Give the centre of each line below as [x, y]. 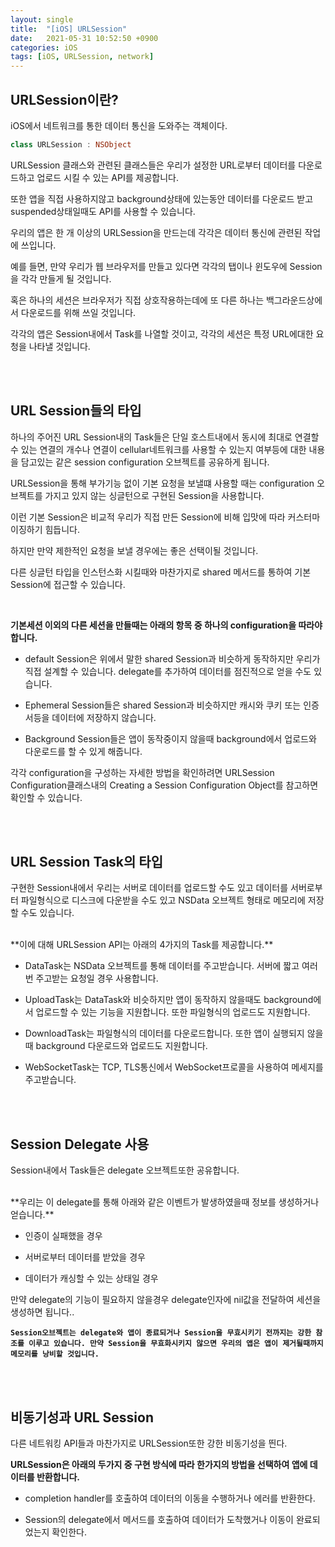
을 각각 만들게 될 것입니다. [61, 278]
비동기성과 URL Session [82, 1417]
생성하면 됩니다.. [42, 1312]
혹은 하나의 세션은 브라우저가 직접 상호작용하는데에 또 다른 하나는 [137, 300]
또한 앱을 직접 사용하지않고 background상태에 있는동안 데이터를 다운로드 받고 [162, 198]
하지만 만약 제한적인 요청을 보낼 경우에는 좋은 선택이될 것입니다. [134, 550]
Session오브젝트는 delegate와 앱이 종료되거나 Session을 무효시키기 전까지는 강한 [161, 1333]
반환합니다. [58, 1477]
